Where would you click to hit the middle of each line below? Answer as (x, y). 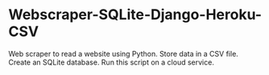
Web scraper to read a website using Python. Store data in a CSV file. (124, 53)
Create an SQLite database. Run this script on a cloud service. (112, 62)
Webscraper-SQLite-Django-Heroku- (135, 15)
